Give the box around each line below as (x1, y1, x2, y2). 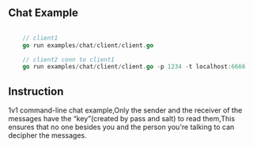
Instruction (8, 84, 64, 98)
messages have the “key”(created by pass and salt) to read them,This (8, 114, 236, 124)
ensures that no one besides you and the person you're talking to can (8, 122, 235, 132)
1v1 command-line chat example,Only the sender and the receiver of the (8, 105, 243, 115)
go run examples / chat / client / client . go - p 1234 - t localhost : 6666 (22, 63, 246, 71)
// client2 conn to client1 (22, 55, 115, 64)
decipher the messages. (8, 131, 87, 140)
